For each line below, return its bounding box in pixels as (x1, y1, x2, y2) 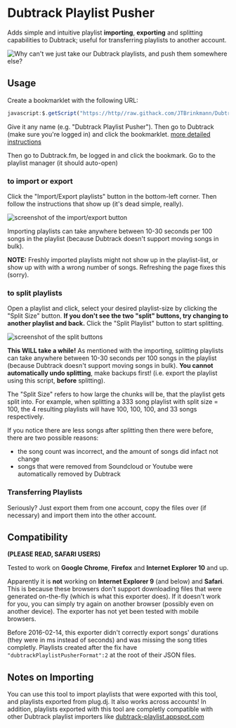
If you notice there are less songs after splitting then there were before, (7, 426, 214, 435)
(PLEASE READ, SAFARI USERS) (7, 550, 101, 558)
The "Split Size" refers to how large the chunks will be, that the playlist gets (7, 390, 225, 399)
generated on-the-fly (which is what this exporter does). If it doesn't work (7, 592, 221, 600)
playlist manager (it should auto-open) (7, 159, 118, 167)
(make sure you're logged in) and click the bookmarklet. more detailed (7, 130, 211, 138)
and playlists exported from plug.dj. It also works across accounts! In (7, 698, 207, 706)
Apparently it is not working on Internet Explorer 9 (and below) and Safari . (7, 577, 225, 586)
